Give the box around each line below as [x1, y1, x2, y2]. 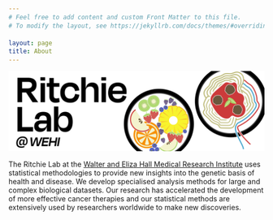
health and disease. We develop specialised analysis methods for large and [8, 176, 261, 186]
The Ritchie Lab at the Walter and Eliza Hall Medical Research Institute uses [8, 159, 262, 169]
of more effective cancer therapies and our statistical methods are [8, 193, 230, 203]
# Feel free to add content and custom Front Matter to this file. [8, 13, 242, 21]
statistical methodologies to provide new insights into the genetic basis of [8, 167, 255, 178]
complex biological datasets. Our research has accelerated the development [8, 185, 264, 195]
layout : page [8, 39, 53, 47]
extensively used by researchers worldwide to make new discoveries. [8, 202, 241, 212]
